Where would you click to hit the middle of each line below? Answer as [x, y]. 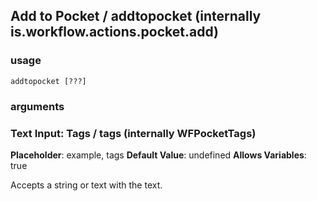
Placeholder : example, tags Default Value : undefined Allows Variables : [158, 155]
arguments [37, 106]
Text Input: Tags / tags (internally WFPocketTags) [133, 133]
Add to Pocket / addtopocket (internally [136, 16]
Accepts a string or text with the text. [86, 185]
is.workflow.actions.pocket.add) [114, 32]
